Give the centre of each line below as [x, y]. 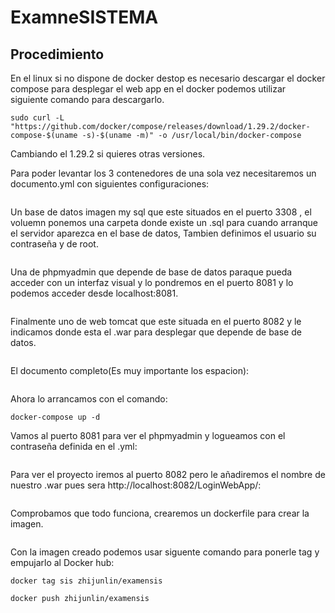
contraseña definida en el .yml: [74, 446]
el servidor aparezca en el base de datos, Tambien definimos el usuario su [163, 233]
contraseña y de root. [54, 244]
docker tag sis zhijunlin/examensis [86, 581]
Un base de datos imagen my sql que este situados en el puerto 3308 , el [161, 212]
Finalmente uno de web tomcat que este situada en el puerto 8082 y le [156, 321]
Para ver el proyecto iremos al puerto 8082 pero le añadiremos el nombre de [168, 474]
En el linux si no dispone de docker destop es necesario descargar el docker [168, 78]
